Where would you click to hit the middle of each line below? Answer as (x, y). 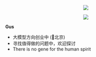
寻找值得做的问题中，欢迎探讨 (44, 43)
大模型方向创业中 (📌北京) (39, 37)
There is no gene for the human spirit (52, 49)
